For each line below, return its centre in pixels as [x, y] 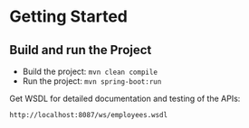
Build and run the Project [81, 50]
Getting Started [69, 17]
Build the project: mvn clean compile [90, 71]
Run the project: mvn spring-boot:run [92, 81]
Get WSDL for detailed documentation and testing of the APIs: [125, 98]
